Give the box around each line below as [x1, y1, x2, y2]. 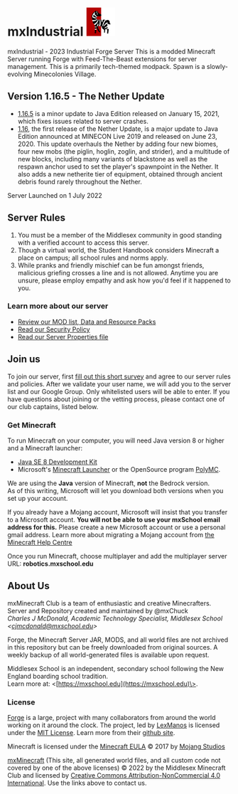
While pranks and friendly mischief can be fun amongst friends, [17, 260, 205, 270]
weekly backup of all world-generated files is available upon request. [7, 650, 210, 659]
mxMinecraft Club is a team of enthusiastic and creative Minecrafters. [7, 598, 212, 608]
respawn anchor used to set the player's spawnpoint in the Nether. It [17, 162, 219, 171]
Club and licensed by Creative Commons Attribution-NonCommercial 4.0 [7, 771, 221, 780]
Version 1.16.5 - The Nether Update [7, 90, 165, 102]
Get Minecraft [7, 420, 56, 430]
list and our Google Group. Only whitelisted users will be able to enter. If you [7, 387, 230, 396]
